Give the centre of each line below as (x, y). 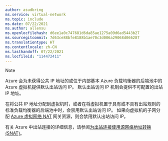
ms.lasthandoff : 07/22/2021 (34, 51)
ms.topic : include (24, 19)
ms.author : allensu (25, 28)
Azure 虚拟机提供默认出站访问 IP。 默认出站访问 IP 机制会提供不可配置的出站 (84, 87)
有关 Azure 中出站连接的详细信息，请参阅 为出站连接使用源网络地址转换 (78, 127)
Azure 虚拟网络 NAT (31, 116)
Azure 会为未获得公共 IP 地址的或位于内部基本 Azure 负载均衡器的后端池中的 (84, 81)
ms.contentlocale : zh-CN (31, 47)
